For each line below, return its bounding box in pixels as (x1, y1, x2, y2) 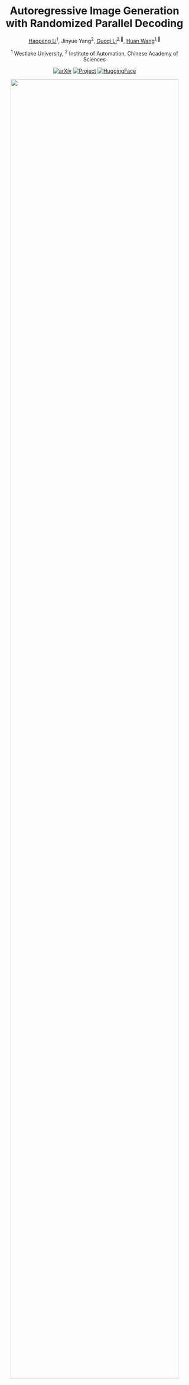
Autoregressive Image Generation (9, 4, 180, 18)
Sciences (83, 56, 106, 63)
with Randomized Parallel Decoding (5, 17, 184, 30)
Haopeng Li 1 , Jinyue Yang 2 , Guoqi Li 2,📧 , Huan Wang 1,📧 (28, 36, 161, 44)
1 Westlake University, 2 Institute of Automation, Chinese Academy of (11, 48, 178, 57)
